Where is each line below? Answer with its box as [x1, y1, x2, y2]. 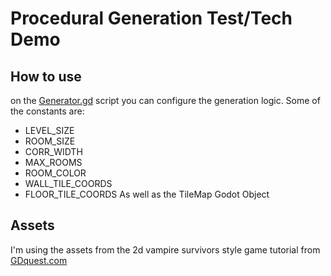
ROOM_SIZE [24, 135, 76, 147]
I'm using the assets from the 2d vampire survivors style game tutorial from [10, 243, 321, 256]
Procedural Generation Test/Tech [10, 7, 293, 30]
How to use [10, 68, 82, 85]
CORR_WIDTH [24, 146, 83, 157]
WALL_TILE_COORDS [24, 178, 113, 189]
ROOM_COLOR [24, 167, 87, 179]
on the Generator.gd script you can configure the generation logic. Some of [10, 95, 321, 106]
